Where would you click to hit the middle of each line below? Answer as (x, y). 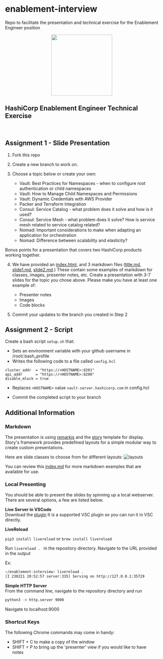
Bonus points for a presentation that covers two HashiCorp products (73, 249)
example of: (24, 285)
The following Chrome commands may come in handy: (60, 633)
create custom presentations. (35, 448)
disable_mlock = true (27, 379)
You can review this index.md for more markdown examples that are (73, 467)
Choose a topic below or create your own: (54, 174)
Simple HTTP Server (26, 586)
